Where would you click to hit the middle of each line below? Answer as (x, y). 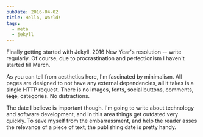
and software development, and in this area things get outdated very (92, 114)
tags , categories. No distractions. (48, 96)
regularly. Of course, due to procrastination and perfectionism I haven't (95, 58)
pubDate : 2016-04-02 (33, 12)
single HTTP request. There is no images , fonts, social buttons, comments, (100, 90)
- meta (20, 29)
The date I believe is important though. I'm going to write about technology (100, 108)
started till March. (28, 65)
